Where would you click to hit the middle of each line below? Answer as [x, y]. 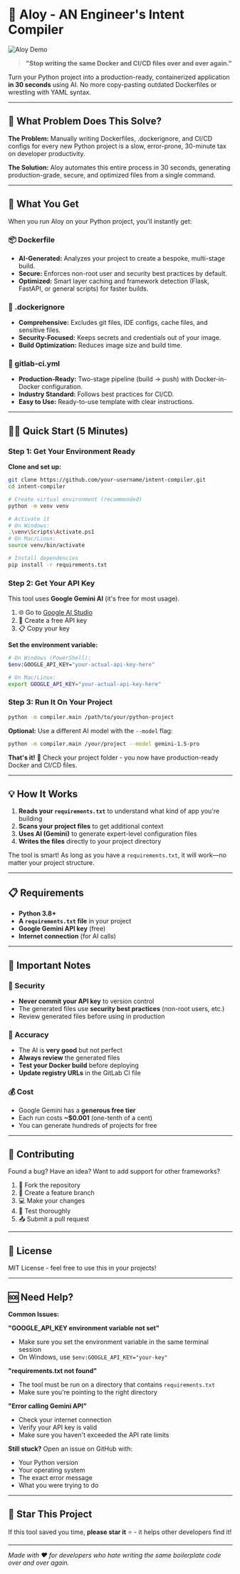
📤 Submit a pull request [54, 1219]
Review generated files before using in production [92, 1016]
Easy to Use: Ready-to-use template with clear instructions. [106, 402]
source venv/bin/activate [46, 545]
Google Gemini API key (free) [62, 928]
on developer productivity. [47, 153]
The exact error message [56, 1477]
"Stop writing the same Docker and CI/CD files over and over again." [129, 63]
